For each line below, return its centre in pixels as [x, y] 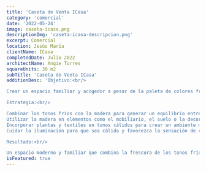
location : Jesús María [35, 47]
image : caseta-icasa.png [38, 29]
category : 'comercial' [35, 18]
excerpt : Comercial [31, 40]
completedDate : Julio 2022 [41, 58]
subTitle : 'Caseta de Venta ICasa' [52, 75]
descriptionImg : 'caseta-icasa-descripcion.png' [70, 35]
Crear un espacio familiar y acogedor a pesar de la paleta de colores [100, 92]
